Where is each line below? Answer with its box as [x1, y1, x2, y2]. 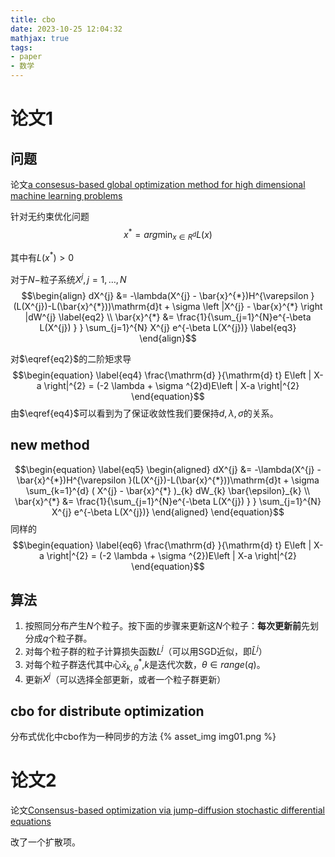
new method [10, 437, 90, 454]
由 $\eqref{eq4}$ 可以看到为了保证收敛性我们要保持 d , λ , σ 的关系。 [10, 407, 279, 419]
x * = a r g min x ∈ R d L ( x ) [123, 227, 213, 243]
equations [10, 815, 52, 827]
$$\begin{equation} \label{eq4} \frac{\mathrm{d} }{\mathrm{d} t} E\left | [12, 369, 312, 381]
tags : [10, 42, 33, 53]
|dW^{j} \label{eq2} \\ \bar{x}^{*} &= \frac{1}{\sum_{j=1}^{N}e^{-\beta [24, 311, 312, 323]
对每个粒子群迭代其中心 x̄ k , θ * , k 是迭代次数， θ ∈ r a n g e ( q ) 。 [24, 657, 266, 673]
